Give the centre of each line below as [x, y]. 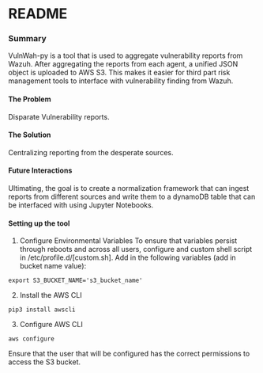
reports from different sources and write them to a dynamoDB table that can [132, 197]
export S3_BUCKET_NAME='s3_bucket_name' [76, 281]
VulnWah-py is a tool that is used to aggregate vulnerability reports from [126, 55]
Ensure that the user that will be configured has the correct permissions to [129, 354]
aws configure [32, 339]
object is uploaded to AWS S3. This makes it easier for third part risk [119, 73]
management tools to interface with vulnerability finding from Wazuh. [121, 81]
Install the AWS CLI [51, 295]
